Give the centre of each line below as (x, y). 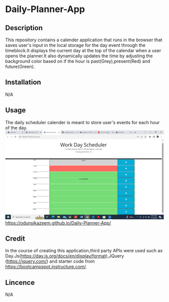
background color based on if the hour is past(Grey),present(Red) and (78, 61)
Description (24, 28)
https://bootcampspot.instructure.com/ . (46, 267)
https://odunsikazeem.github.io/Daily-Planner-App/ (58, 223)
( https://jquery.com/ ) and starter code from (50, 261)
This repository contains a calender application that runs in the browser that (84, 40)
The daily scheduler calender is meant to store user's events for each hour (82, 122)
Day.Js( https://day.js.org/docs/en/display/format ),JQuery (65, 256)
